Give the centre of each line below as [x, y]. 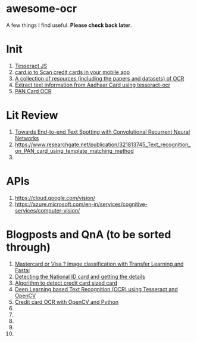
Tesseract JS [31, 66]
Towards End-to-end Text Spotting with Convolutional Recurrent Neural [102, 132]
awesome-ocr [42, 9]
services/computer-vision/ [47, 210]
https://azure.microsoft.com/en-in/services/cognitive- [81, 204]
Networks [27, 138]
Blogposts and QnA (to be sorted [89, 234]
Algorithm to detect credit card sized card [66, 283]
